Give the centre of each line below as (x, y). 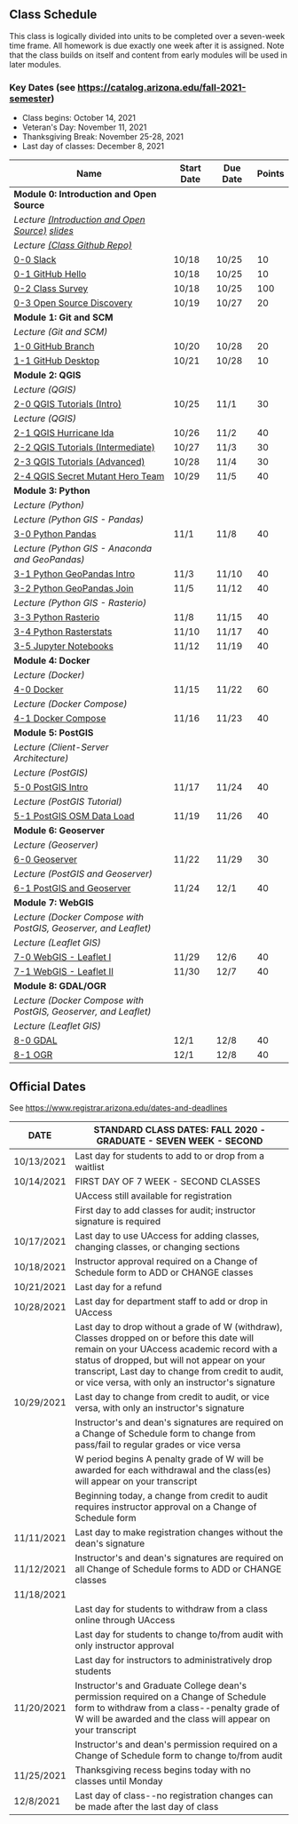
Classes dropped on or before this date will (165, 1338)
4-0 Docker (39, 689)
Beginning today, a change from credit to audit (172, 1495)
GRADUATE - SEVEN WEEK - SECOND (180, 1141)
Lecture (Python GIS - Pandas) (79, 520)
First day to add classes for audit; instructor (165, 1210)
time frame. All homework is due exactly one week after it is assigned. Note (147, 45)
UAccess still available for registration (153, 1196)
